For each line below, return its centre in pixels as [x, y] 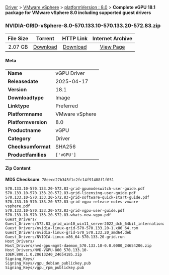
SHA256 [66, 147]
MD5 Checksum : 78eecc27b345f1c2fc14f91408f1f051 [60, 179]
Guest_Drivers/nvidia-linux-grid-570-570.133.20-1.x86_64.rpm [72, 228]
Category [19, 139]
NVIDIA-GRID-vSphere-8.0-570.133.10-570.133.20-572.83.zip [83, 26]
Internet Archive [112, 39]
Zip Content [18, 168]
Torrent [45, 39]
